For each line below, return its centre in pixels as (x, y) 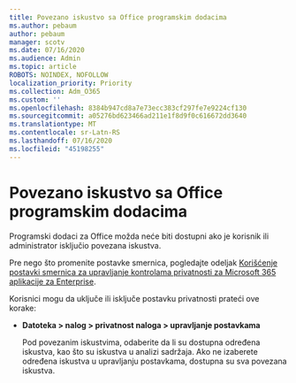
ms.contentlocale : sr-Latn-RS (65, 133)
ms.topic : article (43, 67)
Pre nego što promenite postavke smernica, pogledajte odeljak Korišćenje (144, 263)
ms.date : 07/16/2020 (47, 50)
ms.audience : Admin (45, 58)
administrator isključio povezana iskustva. (85, 245)
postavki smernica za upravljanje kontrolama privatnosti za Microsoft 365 (143, 272)
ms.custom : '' (35, 100)
